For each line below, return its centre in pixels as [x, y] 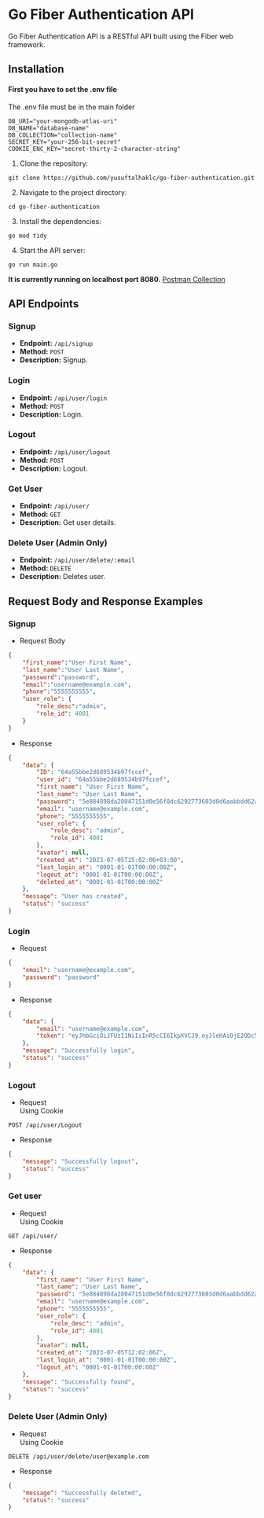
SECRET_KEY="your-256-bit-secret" [65, 142]
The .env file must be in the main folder [71, 107]
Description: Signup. [53, 360]
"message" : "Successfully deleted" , [82, 1493]
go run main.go [33, 265]
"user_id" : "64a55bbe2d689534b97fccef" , [103, 779]
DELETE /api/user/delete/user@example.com [79, 1456]
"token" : [51, 1036]
